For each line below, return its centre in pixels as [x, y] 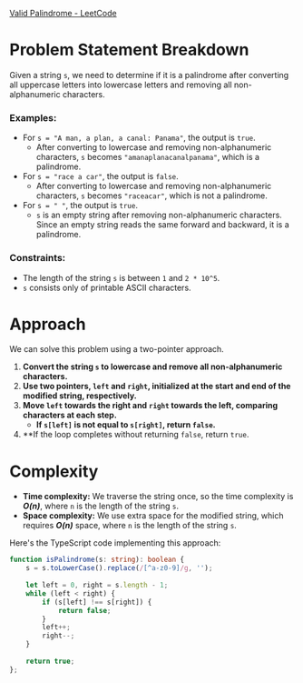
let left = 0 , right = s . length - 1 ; [97, 586]
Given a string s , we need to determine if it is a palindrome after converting [149, 75]
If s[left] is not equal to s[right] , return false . [126, 425]
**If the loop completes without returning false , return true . [136, 435]
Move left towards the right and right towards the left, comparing [150, 406]
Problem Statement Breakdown [129, 50]
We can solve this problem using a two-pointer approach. [117, 349]
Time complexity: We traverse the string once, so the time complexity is [158, 497]
